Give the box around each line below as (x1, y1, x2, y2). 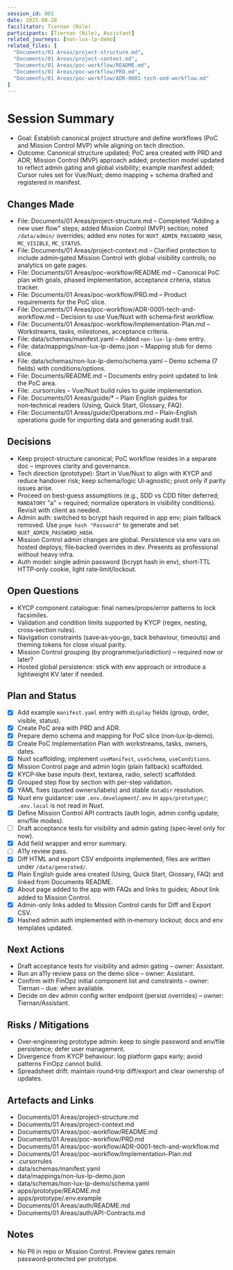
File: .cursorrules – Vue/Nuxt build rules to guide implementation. (17, 387, 203, 394)
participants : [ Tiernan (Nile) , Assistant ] (7, 29, 135, 37)
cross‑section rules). (17, 625, 76, 634)
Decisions (7, 436, 51, 448)
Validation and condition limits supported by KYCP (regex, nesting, (17, 618, 207, 627)
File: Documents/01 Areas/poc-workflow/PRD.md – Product (17, 291, 187, 298)
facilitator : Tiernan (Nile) (7, 23, 92, 30)
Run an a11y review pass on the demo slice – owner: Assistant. (17, 970, 196, 978)
